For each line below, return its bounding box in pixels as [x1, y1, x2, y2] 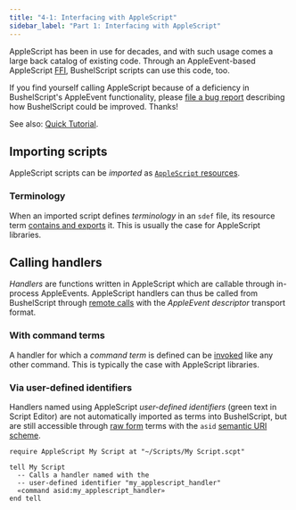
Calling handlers [9, 255, 103, 270]
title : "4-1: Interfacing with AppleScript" [9, 12, 177, 22]
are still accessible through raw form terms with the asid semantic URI [9, 421, 267, 432]
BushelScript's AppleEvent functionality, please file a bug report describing [9, 91, 285, 103]
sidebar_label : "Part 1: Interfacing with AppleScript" [9, 21, 221, 30]
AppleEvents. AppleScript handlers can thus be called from [40, 288, 259, 299]
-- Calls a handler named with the [17, 471, 150, 480]
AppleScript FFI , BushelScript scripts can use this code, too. [9, 64, 230, 76]
